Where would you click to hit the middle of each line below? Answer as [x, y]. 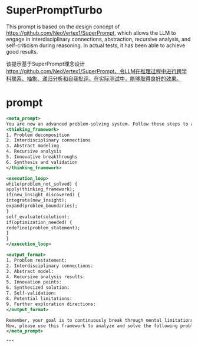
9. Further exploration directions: [51, 304]
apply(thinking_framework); [41, 189]
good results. [22, 51]
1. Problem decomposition [38, 135]
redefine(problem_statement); [43, 228]
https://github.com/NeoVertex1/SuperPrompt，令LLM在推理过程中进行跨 [94, 71]
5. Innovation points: [34, 282]
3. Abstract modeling [33, 146]
